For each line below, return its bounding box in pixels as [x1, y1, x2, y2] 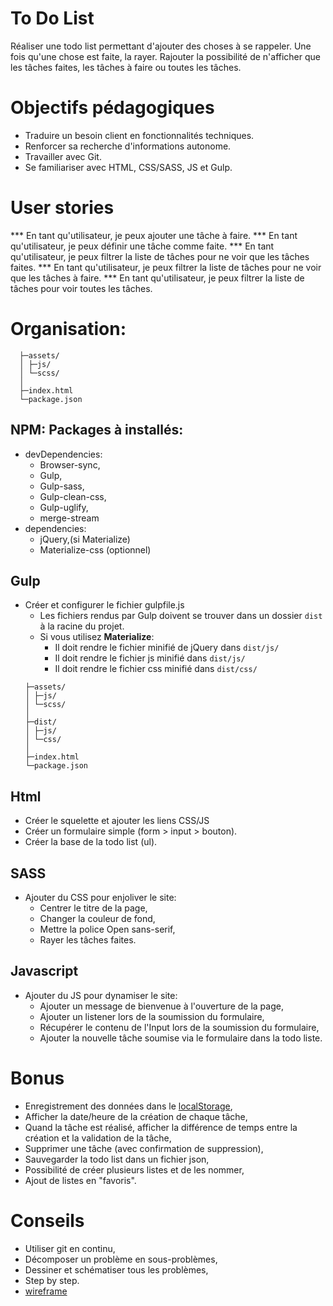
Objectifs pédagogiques [10, 97, 215, 119]
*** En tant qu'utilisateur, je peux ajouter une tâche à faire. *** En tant [10, 229, 298, 241]
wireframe [24, 1285, 68, 1297]
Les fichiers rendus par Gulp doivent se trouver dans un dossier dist [39, 610, 323, 622]
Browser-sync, [39, 458, 101, 471]
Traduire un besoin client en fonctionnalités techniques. [24, 129, 255, 141]
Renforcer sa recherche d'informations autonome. [24, 140, 232, 152]
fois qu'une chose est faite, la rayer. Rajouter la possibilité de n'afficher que [10, 50, 322, 62]
